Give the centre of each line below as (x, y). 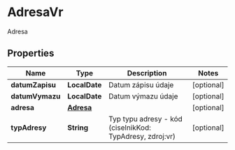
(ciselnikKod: (130, 128)
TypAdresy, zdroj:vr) (142, 136)
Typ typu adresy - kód (145, 119)
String (78, 128)
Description (147, 73)
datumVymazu (36, 96)
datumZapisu (34, 84)
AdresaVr (35, 12)
